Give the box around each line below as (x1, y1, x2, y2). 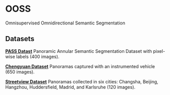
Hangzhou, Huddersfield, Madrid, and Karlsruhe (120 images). (5, 84, 136, 90)
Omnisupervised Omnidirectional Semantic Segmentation (5, 20, 126, 26)
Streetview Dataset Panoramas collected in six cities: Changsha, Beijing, (5, 78, 159, 84)
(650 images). (5, 69, 35, 75)
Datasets (5, 35, 35, 43)
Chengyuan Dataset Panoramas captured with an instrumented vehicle (5, 63, 155, 69)
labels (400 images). (16, 53, 60, 59)
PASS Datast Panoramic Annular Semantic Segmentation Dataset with (5, 48, 152, 54)
